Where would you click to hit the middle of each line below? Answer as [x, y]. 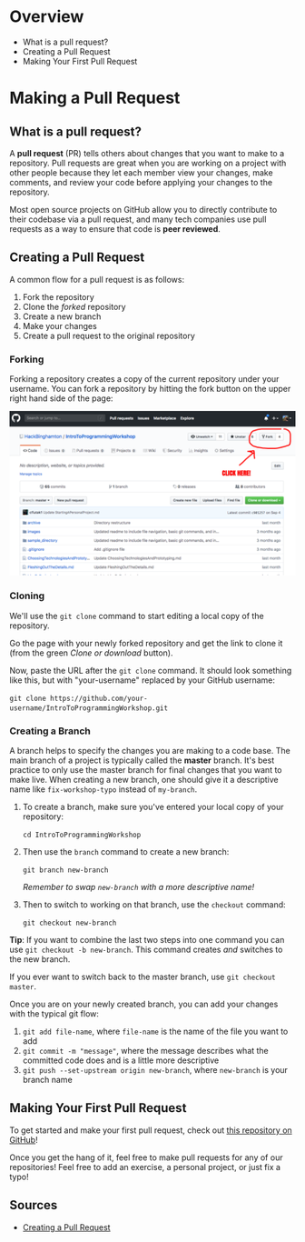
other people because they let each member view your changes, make [142, 172]
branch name [47, 1080]
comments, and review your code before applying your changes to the [141, 182]
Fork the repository [59, 296]
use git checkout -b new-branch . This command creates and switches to [146, 950]
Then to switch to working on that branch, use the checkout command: [154, 905]
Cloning [27, 596]
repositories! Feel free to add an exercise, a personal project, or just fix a [145, 1167]
